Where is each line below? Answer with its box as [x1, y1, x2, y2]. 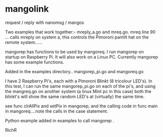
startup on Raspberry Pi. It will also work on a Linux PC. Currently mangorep [5, 54, 159, 59]
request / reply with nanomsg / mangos [5, 20, 84, 25]
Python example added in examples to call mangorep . [5, 117, 115, 123]
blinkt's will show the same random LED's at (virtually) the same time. [5, 94, 145, 99]
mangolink [5, 3, 49, 15]
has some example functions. [5, 59, 64, 65]
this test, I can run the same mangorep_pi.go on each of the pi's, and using [5, 83, 156, 89]
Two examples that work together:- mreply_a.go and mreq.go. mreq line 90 [5, 29, 156, 35]
